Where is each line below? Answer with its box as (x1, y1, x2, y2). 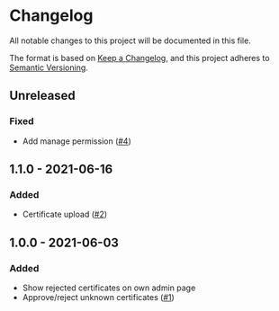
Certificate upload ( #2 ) (22, 209, 108, 220)
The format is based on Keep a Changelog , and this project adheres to (9, 52, 270, 63)
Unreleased (9, 88, 76, 103)
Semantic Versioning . (9, 62, 88, 73)
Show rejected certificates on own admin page (22, 282, 196, 293)
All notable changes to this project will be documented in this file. (9, 35, 252, 46)
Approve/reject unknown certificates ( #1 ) (22, 292, 175, 302)
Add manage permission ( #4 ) (22, 136, 132, 147)
